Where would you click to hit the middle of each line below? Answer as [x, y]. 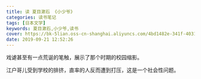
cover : [14, 34]
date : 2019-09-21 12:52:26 [40, 39]
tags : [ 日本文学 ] [26, 23]
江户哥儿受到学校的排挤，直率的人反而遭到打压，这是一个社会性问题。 [93, 70]
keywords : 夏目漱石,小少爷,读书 [42, 28]
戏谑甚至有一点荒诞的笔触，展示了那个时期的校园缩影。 [74, 57]
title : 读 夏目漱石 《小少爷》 [41, 12]
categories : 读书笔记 [31, 17]
